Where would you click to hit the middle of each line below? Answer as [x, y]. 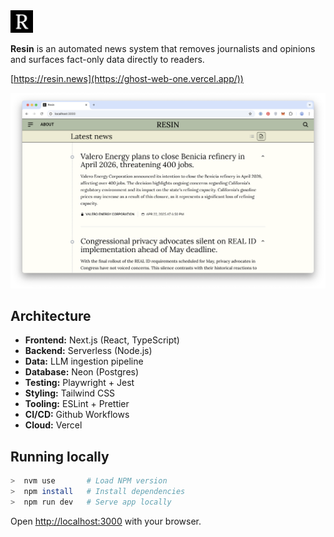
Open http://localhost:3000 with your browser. [106, 521]
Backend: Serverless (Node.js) [88, 351]
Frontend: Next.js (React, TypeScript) [102, 340]
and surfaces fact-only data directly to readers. [107, 59]
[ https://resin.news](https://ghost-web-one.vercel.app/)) [127, 78]
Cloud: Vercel [53, 425]
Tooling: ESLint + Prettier [77, 404]
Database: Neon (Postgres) [82, 372]
